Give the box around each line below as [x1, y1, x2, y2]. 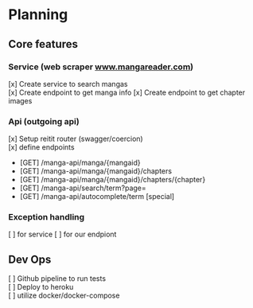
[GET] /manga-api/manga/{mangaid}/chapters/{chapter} [19, 175, 206, 185]
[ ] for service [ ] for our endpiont [8, 229, 117, 240]
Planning [8, 6, 68, 24]
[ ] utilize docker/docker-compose [8, 290, 120, 300]
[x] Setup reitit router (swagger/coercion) [8, 134, 143, 144]
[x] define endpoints [8, 142, 75, 152]
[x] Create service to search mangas [8, 79, 128, 88]
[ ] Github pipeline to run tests [8, 274, 106, 283]
